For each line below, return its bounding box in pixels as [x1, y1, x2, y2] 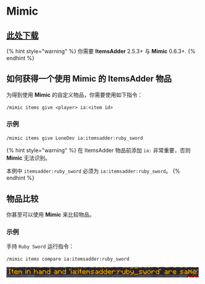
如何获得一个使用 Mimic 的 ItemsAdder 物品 [6, 73, 172, 84]
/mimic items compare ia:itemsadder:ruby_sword [6, 256, 130, 263]
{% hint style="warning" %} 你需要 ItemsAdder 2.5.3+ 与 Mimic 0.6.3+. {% [6, 48, 196, 54]
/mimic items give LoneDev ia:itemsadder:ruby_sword [6, 135, 143, 141]
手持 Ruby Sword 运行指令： [6, 243, 74, 250]
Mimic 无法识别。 [6, 154, 51, 162]
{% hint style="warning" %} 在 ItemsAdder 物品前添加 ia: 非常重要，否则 [6, 147, 191, 154]
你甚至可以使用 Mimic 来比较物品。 [6, 211, 95, 218]
